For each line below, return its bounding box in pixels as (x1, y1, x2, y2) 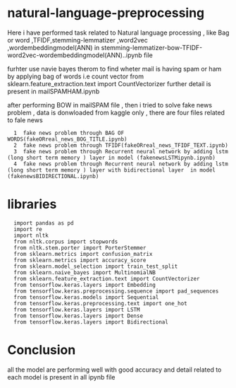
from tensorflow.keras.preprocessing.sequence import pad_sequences (13, 288, 219, 295)
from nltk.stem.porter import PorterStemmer (13, 244, 147, 252)
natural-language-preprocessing (7, 5, 205, 21)
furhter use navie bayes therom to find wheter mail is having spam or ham (7, 64, 222, 73)
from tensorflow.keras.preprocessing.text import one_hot (13, 300, 188, 307)
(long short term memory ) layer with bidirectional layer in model (7, 166, 216, 174)
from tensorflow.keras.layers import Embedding (13, 281, 156, 288)
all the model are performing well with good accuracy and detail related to (7, 365, 222, 374)
